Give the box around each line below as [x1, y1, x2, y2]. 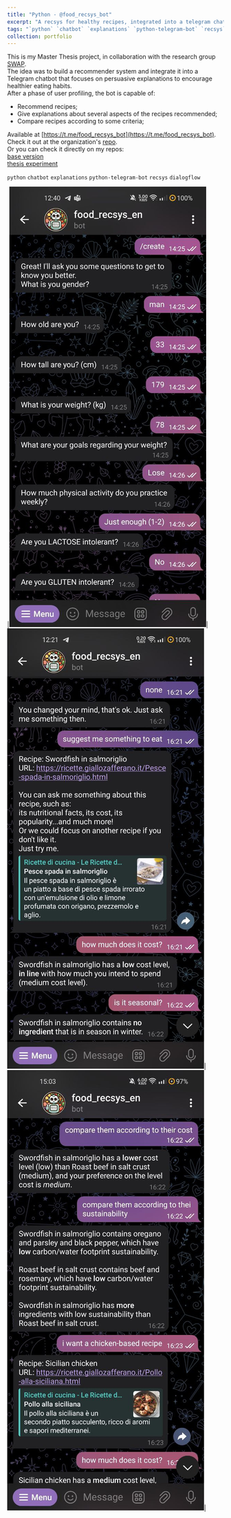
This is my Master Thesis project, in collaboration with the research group [7, 52, 216, 61]
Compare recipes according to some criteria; [16, 117, 144, 125]
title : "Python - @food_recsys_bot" [7, 11, 112, 18]
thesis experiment [7, 160, 58, 168]
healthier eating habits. [7, 82, 72, 90]
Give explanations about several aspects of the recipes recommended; [16, 110, 218, 118]
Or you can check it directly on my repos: [7, 145, 124, 153]
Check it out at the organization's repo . [7, 138, 118, 146]
